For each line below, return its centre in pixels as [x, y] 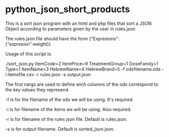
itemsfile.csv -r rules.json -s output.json [49, 74]
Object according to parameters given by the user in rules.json [70, 28]
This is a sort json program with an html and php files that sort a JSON [78, 23]
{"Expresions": [104, 39]
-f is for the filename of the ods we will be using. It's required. [70, 99]
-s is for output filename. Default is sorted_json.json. [60, 129]
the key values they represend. [37, 89]
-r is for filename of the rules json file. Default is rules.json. [66, 119]
